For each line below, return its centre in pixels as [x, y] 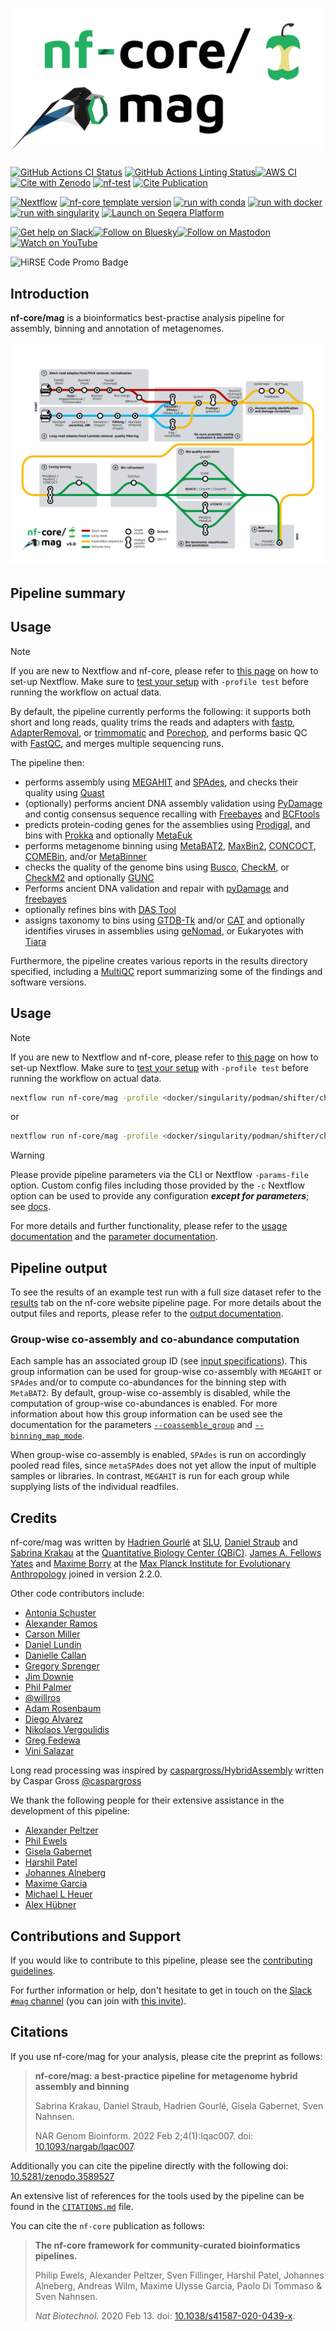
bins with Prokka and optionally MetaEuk [108, 835]
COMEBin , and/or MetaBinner [85, 856]
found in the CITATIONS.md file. [72, 2206]
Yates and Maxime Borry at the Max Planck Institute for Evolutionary [150, 1564]
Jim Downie [49, 1677]
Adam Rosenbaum [63, 1709]
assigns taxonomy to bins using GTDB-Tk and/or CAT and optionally [164, 920]
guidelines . [33, 1970]
